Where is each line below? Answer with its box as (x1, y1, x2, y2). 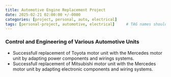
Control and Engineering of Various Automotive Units (5, 38, 139, 46)
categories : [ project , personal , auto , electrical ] (5, 17, 117, 22)
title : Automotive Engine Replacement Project (5, 7, 106, 13)
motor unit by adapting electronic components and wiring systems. (12, 66, 154, 72)
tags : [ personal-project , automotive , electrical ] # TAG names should (5, 21, 167, 27)
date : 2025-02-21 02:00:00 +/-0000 (5, 12, 81, 17)
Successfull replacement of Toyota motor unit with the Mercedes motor (12, 50, 163, 56)
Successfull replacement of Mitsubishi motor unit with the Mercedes (12, 60, 156, 66)
